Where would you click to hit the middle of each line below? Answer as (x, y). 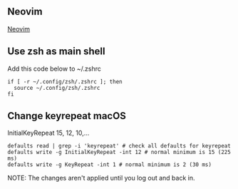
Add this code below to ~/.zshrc (55, 68)
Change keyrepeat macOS (67, 116)
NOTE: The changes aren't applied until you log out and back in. (101, 178)
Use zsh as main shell (56, 52)
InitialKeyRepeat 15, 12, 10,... (48, 133)
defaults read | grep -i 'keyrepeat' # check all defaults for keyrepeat (119, 146)
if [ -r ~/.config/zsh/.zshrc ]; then (65, 81)
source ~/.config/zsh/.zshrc (57, 88)
